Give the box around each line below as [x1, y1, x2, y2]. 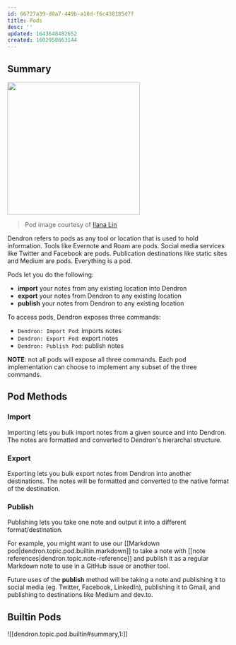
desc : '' [7, 23, 33, 30]
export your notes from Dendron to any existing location [17, 291, 182, 300]
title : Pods [7, 17, 42, 24]
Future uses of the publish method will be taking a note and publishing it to [7, 576, 226, 584]
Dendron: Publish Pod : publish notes [17, 341, 124, 350]
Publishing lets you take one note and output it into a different [7, 518, 187, 527]
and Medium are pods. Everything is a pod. [7, 256, 133, 265]
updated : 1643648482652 [7, 30, 78, 37]
